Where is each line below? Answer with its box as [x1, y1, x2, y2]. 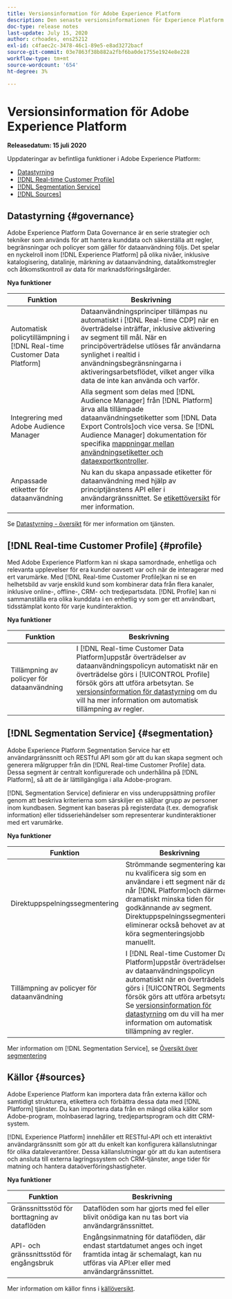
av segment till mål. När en [80, 333, 167, 342]
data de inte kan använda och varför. [80, 376, 200, 386]
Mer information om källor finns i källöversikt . [7, 1284, 135, 1293]
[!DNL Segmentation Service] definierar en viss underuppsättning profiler [7, 789, 216, 797]
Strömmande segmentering [125, 859, 215, 869]
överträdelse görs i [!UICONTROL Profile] [76, 670, 211, 680]
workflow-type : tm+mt [7, 55, 70, 62]
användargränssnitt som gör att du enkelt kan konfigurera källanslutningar [7, 1140, 217, 1148]
